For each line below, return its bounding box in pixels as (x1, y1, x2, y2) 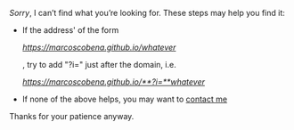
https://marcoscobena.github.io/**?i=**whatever (21, 77, 205, 87)
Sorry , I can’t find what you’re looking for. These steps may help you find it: (9, 8, 285, 18)
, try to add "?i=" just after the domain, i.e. (21, 60, 176, 69)
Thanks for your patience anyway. (9, 111, 135, 121)
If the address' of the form (21, 25, 119, 35)
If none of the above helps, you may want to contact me (21, 93, 228, 104)
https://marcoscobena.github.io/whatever (21, 42, 176, 53)
